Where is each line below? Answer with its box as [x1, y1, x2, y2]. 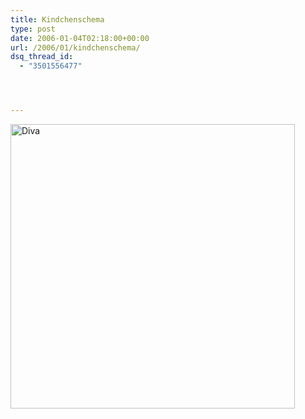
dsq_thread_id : [10, 52, 74, 62]
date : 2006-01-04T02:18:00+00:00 [10, 33, 150, 43]
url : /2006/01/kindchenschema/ [10, 42, 141, 53]
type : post [10, 24, 56, 34]
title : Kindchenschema [10, 14, 105, 25]
